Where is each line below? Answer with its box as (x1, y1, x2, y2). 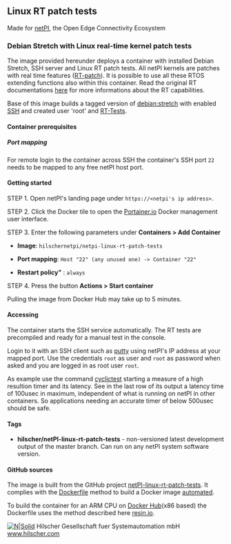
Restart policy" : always (17, 268, 86, 276)
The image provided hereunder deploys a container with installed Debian (7, 57, 214, 65)
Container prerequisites (7, 122, 77, 130)
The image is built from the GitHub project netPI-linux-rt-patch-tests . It (7, 481, 208, 489)
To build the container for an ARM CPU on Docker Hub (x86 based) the (7, 501, 207, 510)
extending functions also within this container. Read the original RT (7, 79, 197, 87)
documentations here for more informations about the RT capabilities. (7, 86, 205, 94)
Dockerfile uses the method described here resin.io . (7, 509, 155, 517)
